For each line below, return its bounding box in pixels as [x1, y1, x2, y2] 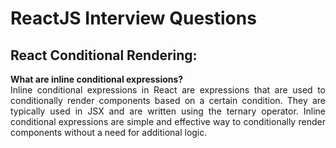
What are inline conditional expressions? [10, 73, 184, 85]
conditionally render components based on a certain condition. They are [10, 95, 326, 106]
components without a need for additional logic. [10, 127, 208, 138]
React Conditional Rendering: [10, 47, 198, 64]
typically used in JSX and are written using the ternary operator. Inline [10, 105, 326, 117]
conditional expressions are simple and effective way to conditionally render [10, 116, 326, 127]
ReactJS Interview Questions [10, 7, 257, 30]
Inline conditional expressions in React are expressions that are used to [10, 84, 326, 96]
